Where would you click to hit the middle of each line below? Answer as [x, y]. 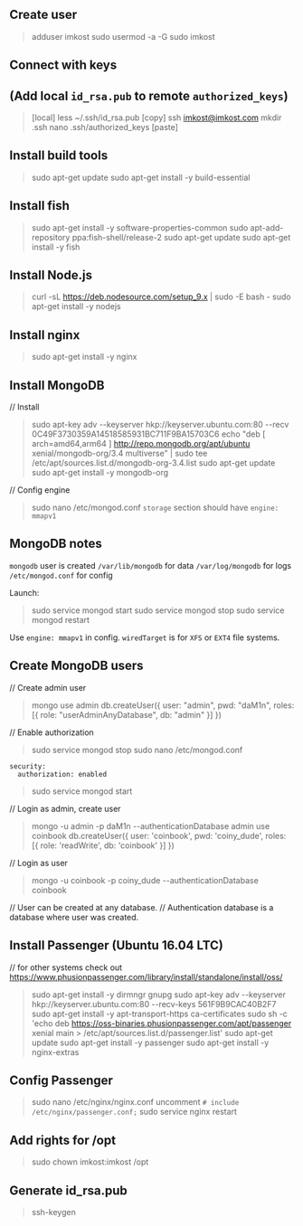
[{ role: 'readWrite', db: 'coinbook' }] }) [103, 845]
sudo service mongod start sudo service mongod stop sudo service [158, 610]
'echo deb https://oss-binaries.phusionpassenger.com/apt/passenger [161, 1023]
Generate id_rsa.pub [69, 1190]
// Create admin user [48, 687]
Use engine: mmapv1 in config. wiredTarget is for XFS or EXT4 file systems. [145, 637]
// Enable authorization [52, 732]
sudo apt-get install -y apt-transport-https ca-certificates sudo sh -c [159, 1014]
